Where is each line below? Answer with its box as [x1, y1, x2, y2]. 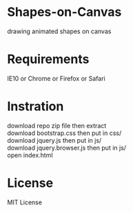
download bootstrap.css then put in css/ [7, 129, 122, 137]
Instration [7, 98, 64, 114]
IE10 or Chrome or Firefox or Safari [7, 74, 105, 82]
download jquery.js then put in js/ [7, 136, 102, 144]
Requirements [7, 51, 90, 67]
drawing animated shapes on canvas [7, 27, 112, 35]
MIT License [7, 198, 43, 206]
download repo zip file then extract [7, 121, 107, 130]
